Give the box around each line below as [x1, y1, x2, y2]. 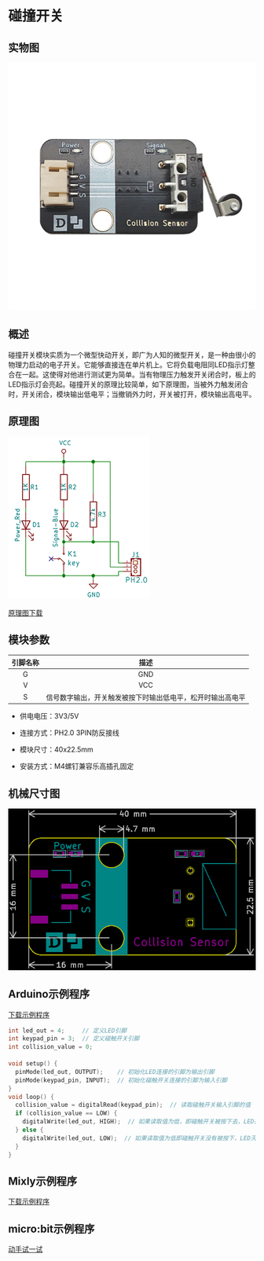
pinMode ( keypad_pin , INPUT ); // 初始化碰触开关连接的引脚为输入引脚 [15, 1076, 228, 1084]
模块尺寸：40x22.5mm [19, 744, 94, 755]
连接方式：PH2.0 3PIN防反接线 [19, 728, 120, 737]
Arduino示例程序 [8, 987, 90, 1001]
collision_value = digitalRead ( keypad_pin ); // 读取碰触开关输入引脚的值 [15, 1101, 251, 1109]
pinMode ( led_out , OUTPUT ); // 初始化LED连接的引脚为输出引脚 [15, 1068, 214, 1075]
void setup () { [8, 1060, 58, 1068]
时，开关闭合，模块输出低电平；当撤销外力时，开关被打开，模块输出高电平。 [8, 389, 256, 399]
